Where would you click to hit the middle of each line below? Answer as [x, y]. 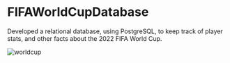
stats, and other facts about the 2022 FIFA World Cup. [85, 38]
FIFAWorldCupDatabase [78, 12]
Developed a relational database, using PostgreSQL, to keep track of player [115, 31]
